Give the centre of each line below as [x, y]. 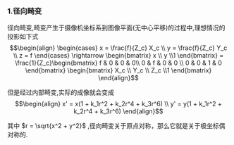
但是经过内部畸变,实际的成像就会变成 [61, 92]
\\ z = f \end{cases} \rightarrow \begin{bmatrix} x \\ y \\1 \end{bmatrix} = [118, 56]
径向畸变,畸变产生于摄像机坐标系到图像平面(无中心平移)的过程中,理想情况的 [116, 28]
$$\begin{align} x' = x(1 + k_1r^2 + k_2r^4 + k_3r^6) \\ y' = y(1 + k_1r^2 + [118, 104]
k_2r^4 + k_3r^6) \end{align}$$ [118, 111]
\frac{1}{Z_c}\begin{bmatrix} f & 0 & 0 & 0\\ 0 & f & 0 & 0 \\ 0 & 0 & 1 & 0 [118, 63]
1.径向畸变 [25, 11]
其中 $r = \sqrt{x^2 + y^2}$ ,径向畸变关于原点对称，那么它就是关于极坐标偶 [116, 126]
